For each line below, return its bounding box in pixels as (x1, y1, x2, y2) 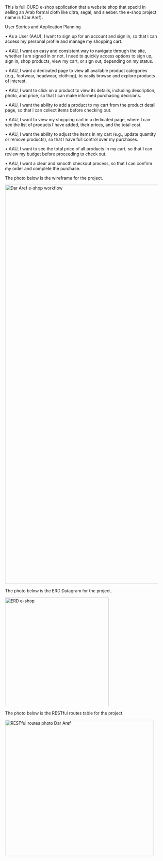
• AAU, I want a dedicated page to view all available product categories (5, 68, 147, 73)
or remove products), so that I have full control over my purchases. (5, 136, 139, 142)
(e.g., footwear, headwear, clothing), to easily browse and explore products (5, 73, 155, 78)
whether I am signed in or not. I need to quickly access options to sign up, (5, 53, 153, 59)
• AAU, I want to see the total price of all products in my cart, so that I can (5, 146, 153, 151)
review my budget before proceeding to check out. (5, 151, 107, 157)
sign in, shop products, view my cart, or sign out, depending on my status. (5, 58, 154, 64)
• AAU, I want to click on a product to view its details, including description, (5, 88, 156, 93)
